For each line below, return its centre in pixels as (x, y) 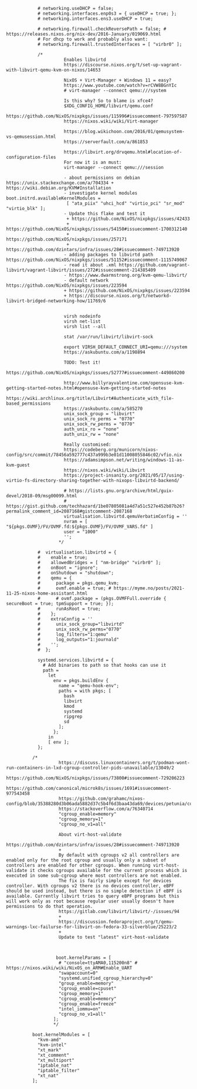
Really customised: (87, 445)
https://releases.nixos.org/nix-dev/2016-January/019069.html (84, 34)
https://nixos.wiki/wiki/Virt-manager (111, 121)
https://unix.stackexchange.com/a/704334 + (60, 183)
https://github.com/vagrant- (154, 265)
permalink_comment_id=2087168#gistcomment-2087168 (69, 511)
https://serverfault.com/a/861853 (106, 142)
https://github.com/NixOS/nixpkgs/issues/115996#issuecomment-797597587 (97, 116)
